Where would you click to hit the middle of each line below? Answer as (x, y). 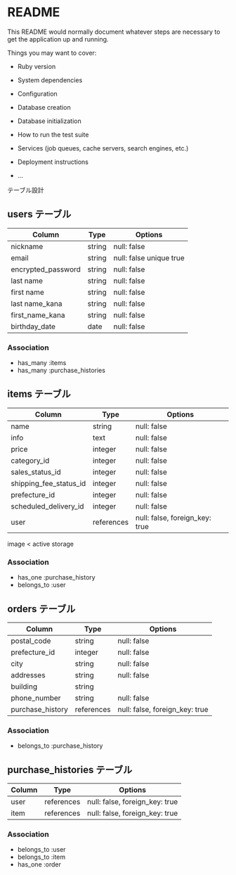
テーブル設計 (26, 190)
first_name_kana (38, 315)
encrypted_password (46, 269)
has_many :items (42, 363)
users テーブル (39, 214)
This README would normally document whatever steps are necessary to (114, 32)
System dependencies (50, 80)
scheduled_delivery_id (47, 506)
